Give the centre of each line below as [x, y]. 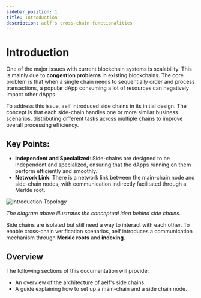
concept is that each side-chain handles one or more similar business [92, 112]
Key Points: [28, 144]
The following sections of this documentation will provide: [78, 270]
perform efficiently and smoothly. [56, 171]
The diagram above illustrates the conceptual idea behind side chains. [94, 214]
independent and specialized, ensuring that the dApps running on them [103, 165]
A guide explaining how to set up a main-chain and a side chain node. [101, 288]
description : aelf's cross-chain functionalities [70, 23]
